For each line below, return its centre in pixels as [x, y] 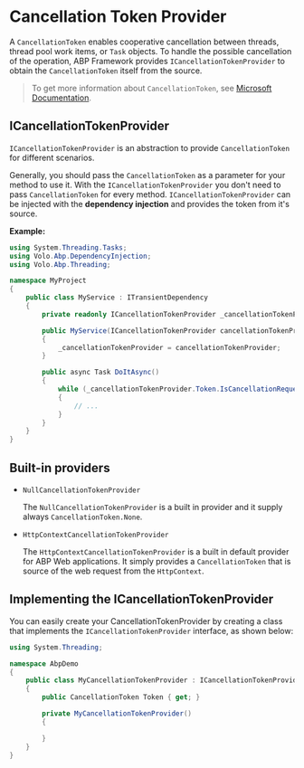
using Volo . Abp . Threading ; [60, 264]
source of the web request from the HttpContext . [114, 571]
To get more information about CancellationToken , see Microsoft [152, 88]
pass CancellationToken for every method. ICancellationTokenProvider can [150, 194]
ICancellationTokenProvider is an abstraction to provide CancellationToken [150, 147]
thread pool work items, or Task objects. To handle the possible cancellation [151, 51]
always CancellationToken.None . [82, 517]
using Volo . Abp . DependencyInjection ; [81, 256]
